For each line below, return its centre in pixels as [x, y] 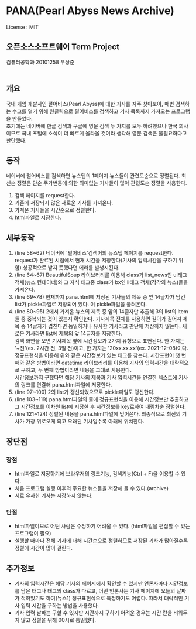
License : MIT [23, 27]
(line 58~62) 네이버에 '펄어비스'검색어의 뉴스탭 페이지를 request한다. [94, 253]
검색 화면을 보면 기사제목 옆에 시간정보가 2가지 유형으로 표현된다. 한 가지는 [99, 341]
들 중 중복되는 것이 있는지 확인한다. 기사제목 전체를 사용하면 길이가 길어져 [98, 319]
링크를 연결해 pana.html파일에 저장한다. [66, 385]
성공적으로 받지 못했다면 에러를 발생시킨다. [71, 268]
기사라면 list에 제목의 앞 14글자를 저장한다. [74, 334]
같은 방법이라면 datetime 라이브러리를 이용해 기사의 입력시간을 [97, 363]
